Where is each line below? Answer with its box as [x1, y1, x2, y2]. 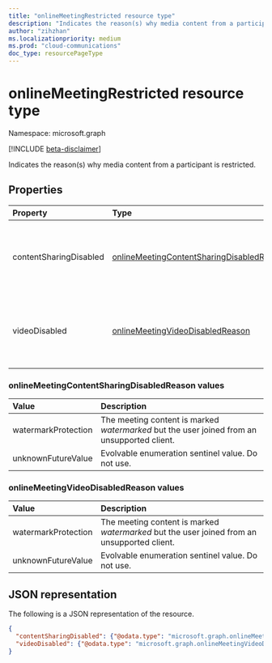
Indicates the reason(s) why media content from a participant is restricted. [8, 159, 257, 169]
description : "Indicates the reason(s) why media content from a [8, 19, 233, 28]
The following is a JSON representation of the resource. [8, 609, 194, 619]
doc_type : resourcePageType [8, 49, 104, 57]
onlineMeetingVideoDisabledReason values [8, 482, 185, 493]
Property [12, 207, 48, 219]
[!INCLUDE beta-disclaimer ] [8, 143, 101, 154]
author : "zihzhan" [8, 27, 70, 35]
